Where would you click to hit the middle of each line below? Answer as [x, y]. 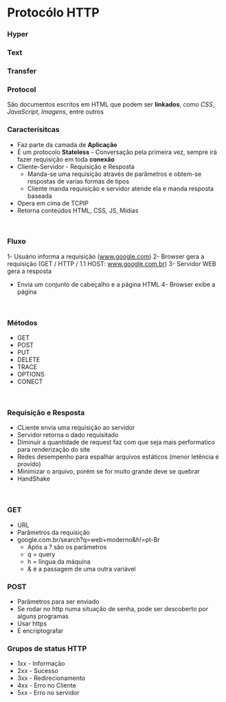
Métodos [22, 322]
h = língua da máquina [59, 561]
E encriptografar [40, 631]
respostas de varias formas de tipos [78, 181]
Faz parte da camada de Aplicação [67, 144]
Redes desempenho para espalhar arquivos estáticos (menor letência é [118, 457]
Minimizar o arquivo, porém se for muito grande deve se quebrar [109, 472]
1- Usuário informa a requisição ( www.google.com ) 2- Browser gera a [106, 256]
